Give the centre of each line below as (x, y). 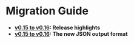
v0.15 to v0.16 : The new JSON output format (71, 33)
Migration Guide (47, 11)
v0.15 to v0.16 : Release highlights (57, 27)
